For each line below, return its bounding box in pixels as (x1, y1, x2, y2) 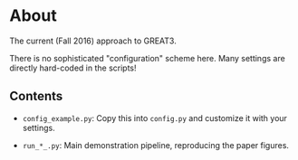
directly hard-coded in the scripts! (9, 62, 138, 73)
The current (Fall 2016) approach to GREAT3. (9, 35, 177, 46)
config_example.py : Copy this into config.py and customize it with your (22, 112, 288, 123)
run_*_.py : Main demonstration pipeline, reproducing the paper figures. (22, 139, 290, 150)
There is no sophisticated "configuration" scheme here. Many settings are (9, 52, 285, 63)
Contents (9, 89, 63, 104)
